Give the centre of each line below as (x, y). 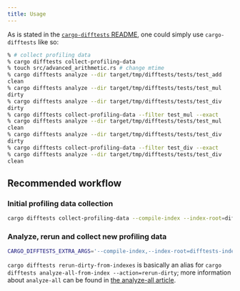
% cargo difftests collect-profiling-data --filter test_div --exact (113, 148)
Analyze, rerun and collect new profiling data (87, 236)
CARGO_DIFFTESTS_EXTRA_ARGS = (51, 251)
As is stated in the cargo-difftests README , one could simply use (105, 34)
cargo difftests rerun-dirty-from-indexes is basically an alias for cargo (115, 265)
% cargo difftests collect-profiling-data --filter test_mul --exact (113, 115)
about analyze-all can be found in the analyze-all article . (92, 280)
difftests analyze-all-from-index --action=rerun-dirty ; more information (119, 272)
